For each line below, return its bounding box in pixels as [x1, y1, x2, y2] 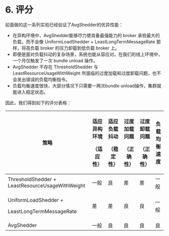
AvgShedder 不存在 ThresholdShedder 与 [12, 63, 99, 70]
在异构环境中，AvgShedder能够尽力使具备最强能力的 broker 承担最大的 [12, 32, 160, 38]
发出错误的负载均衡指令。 [17, 76, 70, 83]
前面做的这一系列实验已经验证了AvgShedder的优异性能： [5, 22, 123, 28]
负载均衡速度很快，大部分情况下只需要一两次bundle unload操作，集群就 [12, 83, 161, 89]
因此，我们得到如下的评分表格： [5, 100, 71, 106]
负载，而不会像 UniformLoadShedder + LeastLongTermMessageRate [12, 38, 155, 45]
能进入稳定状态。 [12, 89, 48, 95]
